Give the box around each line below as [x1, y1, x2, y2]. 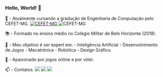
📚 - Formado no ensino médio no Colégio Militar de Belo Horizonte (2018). [5, 30, 157, 36]
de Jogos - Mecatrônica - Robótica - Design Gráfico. [5, 47, 112, 53]
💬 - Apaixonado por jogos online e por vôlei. [5, 56, 94, 63]
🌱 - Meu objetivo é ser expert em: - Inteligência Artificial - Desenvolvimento [5, 42, 158, 48]
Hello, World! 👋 [5, 4, 42, 11]
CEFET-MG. [5, 21, 29, 26]
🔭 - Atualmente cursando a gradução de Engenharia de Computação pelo [5, 16, 154, 22]
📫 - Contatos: [5, 67, 34, 73]
